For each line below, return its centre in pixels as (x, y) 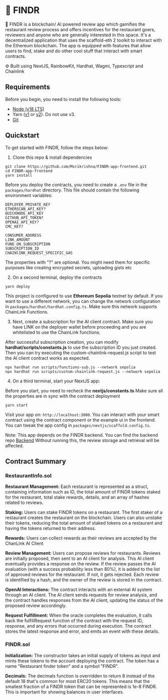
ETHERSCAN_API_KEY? (26, 209)
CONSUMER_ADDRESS (23, 235)
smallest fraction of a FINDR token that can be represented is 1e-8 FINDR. (81, 686)
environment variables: (29, 195)
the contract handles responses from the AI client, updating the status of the (84, 601)
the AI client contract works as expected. (48, 358)
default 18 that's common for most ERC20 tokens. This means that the (77, 681)
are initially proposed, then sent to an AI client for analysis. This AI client (80, 559)
